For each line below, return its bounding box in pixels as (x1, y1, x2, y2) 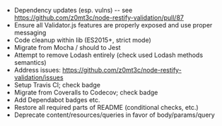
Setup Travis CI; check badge (13, 81, 101, 89)
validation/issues (13, 73, 64, 82)
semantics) (13, 58, 47, 66)
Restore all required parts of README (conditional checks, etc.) (13, 103, 199, 111)
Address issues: (13, 66, 62, 74)
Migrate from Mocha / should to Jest (13, 44, 122, 51)
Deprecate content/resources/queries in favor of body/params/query (13, 111, 216, 119)
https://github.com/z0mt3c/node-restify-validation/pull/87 (13, 13, 184, 22)
